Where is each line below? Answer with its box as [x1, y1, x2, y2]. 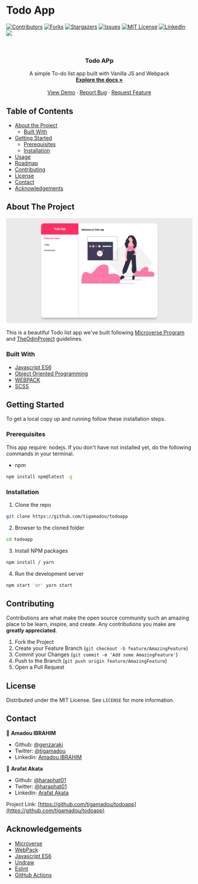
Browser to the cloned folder [14, 524, 85, 531]
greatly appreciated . [6, 627, 57, 634]
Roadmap [14, 159, 38, 167]
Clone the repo [14, 501, 51, 508]
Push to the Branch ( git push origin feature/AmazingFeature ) [14, 658, 167, 665]
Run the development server [14, 570, 85, 577]
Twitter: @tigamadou [14, 747, 66, 754]
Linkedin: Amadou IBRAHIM [14, 754, 82, 761]
